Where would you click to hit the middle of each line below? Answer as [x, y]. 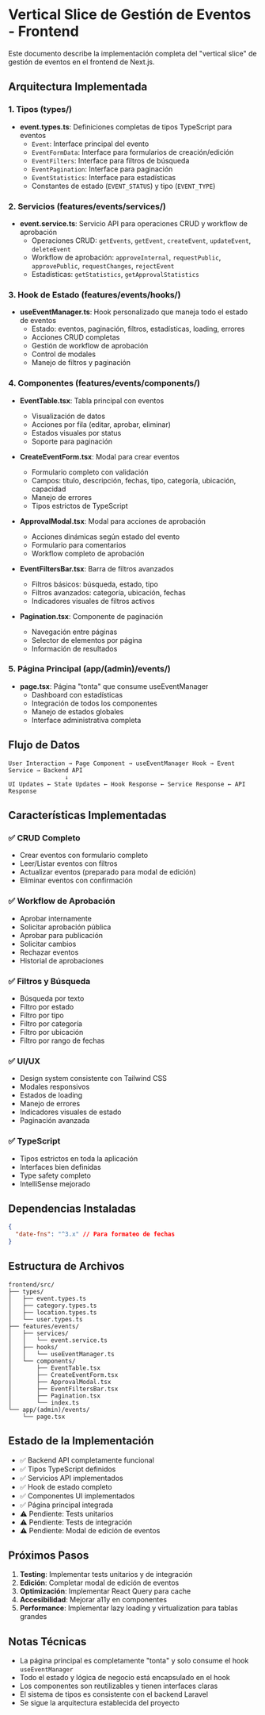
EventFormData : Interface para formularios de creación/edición [132, 152]
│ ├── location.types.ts [53, 1312]
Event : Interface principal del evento [90, 144]
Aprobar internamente [56, 918]
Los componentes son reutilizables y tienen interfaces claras [119, 1686]
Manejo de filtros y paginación [81, 363]
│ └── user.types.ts [45, 1319]
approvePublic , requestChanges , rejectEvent [103, 265]
